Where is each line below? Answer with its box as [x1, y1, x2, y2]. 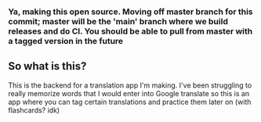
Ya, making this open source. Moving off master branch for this [8, 6, 253, 17]
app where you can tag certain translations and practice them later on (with [8, 97, 252, 106]
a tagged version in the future [8, 35, 124, 46]
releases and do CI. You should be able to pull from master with [8, 26, 253, 37]
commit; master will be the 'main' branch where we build [8, 16, 229, 27]
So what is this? [8, 59, 87, 73]
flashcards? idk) [8, 105, 60, 115]
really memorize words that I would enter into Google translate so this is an [8, 88, 249, 98]
